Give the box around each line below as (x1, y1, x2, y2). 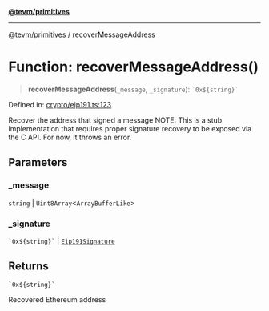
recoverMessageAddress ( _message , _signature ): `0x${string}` (27, 84, 239, 94)
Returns (8, 260, 50, 273)
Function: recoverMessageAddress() (8, 58, 259, 76)
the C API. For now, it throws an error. (8, 132, 132, 142)
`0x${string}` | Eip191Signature (8, 236, 115, 245)
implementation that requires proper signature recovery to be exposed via (8, 123, 252, 133)
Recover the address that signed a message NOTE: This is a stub (8, 115, 223, 125)
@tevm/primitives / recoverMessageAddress (8, 30, 156, 39)
